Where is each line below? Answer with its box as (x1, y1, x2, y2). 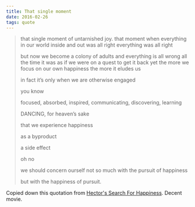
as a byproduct (20, 133, 57, 140)
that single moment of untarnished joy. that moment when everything (20, 36, 187, 43)
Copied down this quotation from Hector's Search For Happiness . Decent (6, 190, 182, 197)
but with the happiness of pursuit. (20, 178, 102, 185)
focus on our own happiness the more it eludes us (20, 65, 141, 72)
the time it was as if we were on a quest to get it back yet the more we (20, 59, 190, 66)
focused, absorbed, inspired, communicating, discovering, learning (20, 99, 182, 106)
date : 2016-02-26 (6, 14, 48, 20)
